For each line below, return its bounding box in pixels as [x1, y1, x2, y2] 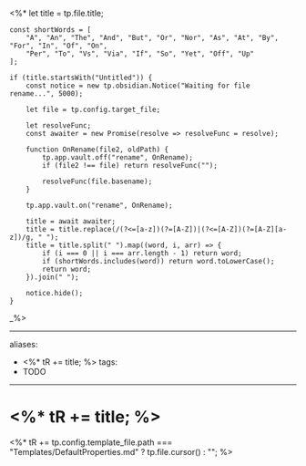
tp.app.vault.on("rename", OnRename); [25, 201, 173, 210]
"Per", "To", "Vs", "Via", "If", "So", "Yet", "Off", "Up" [25, 49, 255, 58]
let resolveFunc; [25, 121, 92, 130]
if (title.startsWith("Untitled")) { [9, 73, 153, 82]
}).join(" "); [25, 273, 79, 282]
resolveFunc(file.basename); [42, 177, 153, 186]
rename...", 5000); [9, 89, 84, 98]
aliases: [9, 339, 38, 349]
